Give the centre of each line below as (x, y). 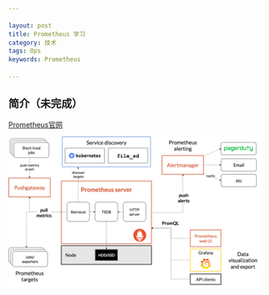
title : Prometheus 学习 (47, 34)
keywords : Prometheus (45, 60)
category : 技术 (33, 43)
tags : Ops (25, 51)
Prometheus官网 (35, 124)
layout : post (30, 25)
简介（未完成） (46, 104)
